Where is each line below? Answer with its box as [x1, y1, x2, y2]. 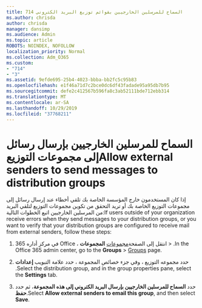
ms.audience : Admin [6, 32, 56, 38]
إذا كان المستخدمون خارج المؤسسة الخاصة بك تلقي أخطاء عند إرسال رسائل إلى [6, 196, 186, 203]
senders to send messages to [6, 163, 158, 177]
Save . [15, 296, 30, 303]
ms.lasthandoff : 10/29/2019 [6, 105, 78, 111]
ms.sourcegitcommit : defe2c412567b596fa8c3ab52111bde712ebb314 [6, 88, 170, 94]
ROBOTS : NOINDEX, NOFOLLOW [6, 43, 75, 49]
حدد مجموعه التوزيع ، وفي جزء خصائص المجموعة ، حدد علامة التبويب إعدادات [15, 258, 189, 265]
